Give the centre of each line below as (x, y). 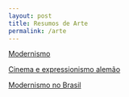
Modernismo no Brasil (45, 85)
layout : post (30, 16)
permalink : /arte (37, 31)
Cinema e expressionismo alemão (64, 70)
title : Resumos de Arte (48, 23)
